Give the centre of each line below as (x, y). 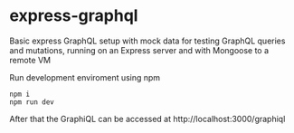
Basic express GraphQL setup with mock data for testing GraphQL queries (147, 41)
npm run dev (32, 102)
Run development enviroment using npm (85, 77)
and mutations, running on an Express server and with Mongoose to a (139, 50)
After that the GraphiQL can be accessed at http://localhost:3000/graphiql (147, 119)
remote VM (30, 60)
